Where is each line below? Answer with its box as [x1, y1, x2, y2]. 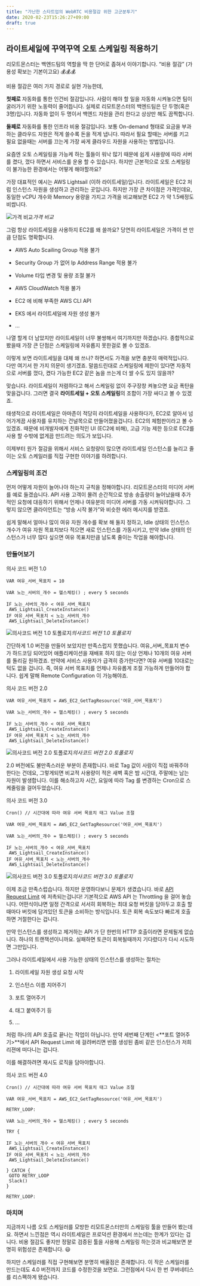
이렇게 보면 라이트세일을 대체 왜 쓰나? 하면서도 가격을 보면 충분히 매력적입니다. [6, 354, 189, 362]
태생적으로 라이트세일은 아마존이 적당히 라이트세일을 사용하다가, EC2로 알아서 [6, 410, 187, 417]
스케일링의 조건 [6, 469, 48, 478]
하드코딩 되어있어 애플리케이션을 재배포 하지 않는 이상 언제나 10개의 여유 [12, 649, 181, 656]
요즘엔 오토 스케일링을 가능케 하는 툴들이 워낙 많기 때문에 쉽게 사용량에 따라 [6, 151, 181, 158]
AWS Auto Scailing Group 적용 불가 [14, 247, 100, 254]
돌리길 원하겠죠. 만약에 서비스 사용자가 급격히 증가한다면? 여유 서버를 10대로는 [12, 656, 195, 664]
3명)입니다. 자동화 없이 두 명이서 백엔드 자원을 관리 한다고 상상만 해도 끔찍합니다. [6, 110, 195, 117]
